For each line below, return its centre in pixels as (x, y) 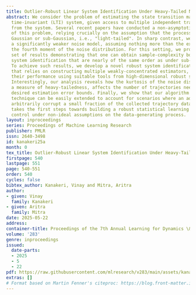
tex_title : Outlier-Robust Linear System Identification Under (85, 152)
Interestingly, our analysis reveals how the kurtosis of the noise (96, 82)
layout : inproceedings (34, 120)
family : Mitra (28, 213)
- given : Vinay (24, 196)
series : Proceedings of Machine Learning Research (69, 126)
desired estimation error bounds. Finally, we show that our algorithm (100, 93)
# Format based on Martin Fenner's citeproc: (62, 283)
